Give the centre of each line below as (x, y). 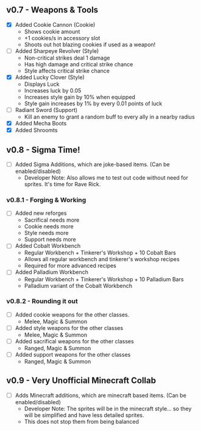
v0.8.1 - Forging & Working (46, 200)
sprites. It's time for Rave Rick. (62, 184)
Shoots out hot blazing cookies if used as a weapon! (90, 44)
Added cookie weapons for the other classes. (72, 314)
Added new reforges (41, 213)
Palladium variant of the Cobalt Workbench (78, 286)
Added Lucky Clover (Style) (50, 77)
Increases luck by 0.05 (53, 90)
